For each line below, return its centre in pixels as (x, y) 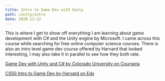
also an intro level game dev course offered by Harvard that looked (74, 49)
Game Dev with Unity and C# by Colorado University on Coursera (73, 64)
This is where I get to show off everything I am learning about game (75, 33)
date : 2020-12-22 (23, 19)
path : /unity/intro (25, 14)
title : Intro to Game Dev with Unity (44, 10)
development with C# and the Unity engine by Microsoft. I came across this (82, 38)
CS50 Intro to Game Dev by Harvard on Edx (50, 74)
